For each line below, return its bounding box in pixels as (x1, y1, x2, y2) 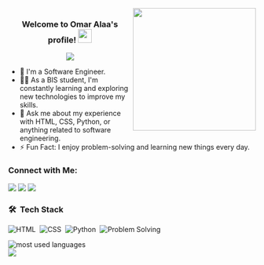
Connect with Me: (8, 165, 78, 176)
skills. (19, 100, 38, 110)
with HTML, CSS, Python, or (19, 117, 111, 126)
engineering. (19, 133, 61, 143)
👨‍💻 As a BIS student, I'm (19, 75, 98, 85)
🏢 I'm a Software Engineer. (19, 67, 106, 77)
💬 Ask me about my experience (19, 109, 122, 118)
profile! (47, 34, 77, 45)
